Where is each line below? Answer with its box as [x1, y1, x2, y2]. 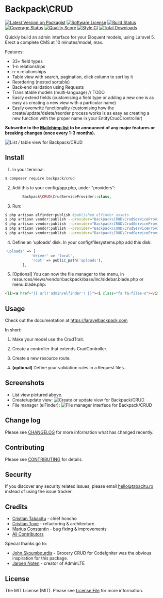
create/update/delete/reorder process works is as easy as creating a [12, 110, 149, 116]
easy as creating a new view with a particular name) [12, 100, 116, 105]
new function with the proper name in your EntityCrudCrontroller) [12, 115, 143, 121]
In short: [5, 327, 22, 333]
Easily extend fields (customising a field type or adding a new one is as [12, 94, 154, 100]
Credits [5, 502, 28, 511]
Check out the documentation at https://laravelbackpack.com [5, 318, 128, 323]
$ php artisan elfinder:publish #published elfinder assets [5, 212, 130, 218]
